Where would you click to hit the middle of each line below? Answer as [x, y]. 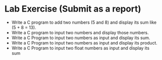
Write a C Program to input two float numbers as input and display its [81, 48]
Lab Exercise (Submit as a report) [73, 9]
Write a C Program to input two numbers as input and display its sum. [81, 38]
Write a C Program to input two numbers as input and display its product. [84, 43]
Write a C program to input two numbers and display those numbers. [80, 32]
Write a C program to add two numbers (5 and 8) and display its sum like [84, 22]
